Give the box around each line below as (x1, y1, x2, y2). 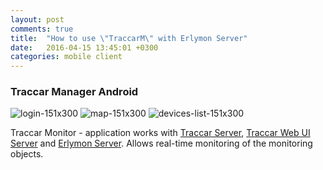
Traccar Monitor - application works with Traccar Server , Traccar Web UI (10, 127, 311, 139)
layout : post (10, 14, 65, 25)
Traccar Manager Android (10, 85, 139, 99)
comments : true (10, 24, 74, 34)
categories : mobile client (10, 52, 123, 62)
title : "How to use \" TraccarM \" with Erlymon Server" (10, 33, 248, 43)
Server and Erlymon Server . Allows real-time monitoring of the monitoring (10, 137, 313, 150)
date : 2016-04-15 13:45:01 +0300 (10, 42, 159, 53)
